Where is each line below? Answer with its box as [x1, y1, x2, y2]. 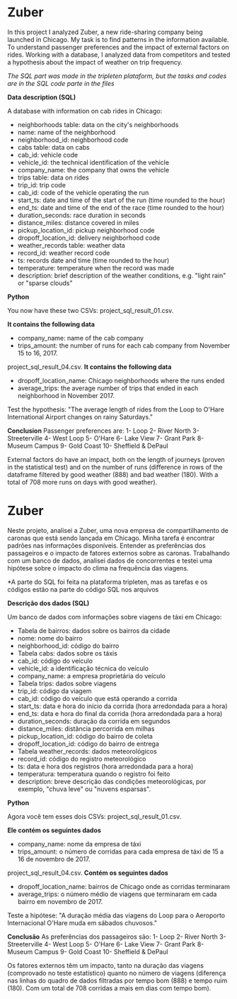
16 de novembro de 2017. [17, 854, 91, 863]
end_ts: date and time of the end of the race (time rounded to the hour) [17, 203, 224, 211]
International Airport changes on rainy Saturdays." [7, 412, 154, 421]
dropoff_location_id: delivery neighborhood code [17, 233, 161, 242]
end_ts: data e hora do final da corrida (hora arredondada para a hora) [17, 709, 223, 717]
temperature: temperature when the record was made [17, 263, 175, 272]
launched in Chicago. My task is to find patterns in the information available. [7, 35, 229, 43]
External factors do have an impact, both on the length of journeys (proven [7, 455, 225, 463]
